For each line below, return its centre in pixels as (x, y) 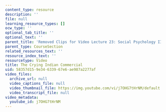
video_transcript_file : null (40, 93)
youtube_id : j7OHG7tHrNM (35, 102)
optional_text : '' (24, 38)
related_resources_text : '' (34, 51)
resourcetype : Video (26, 60)
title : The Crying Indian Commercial (44, 65)
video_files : (19, 74)
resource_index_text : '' (31, 56)
